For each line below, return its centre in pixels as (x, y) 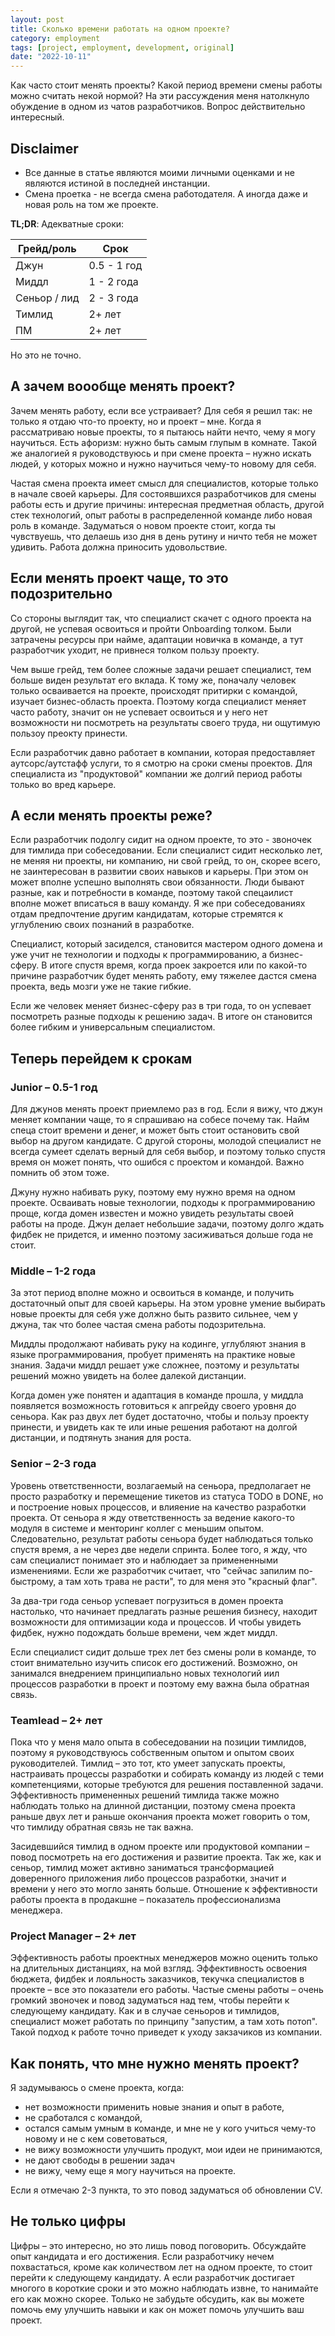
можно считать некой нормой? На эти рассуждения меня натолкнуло (160, 96)
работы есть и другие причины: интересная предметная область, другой (167, 504)
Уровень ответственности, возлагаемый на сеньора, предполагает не (161, 1485)
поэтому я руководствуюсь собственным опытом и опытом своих (152, 1752)
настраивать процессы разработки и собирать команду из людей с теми (167, 1773)
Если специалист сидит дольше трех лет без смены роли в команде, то (163, 1652)
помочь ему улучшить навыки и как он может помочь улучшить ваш (157, 2309)
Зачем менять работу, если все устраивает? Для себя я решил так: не (161, 410)
